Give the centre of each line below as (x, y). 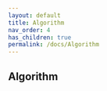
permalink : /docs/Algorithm (54, 45)
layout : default (34, 15)
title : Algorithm (36, 23)
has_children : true (40, 37)
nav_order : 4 (29, 30)
